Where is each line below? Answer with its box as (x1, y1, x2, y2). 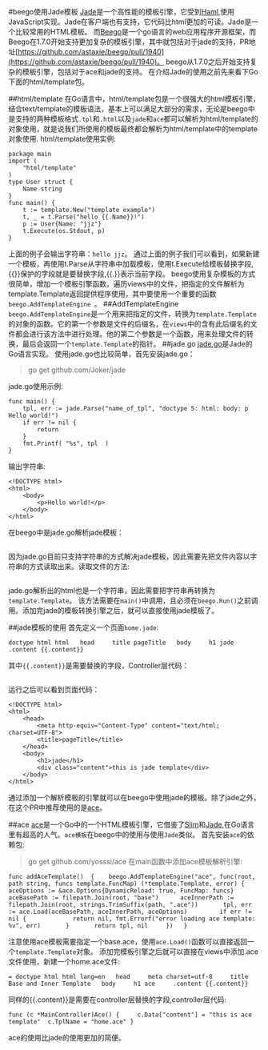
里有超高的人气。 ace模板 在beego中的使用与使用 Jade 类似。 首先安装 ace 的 (8, 830, 248, 839)
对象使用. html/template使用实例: (8, 134, 116, 143)
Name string (22, 185, 62, 193)
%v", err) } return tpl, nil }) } (8, 922, 188, 930)
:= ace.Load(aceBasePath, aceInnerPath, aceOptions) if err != (8, 908, 252, 916)
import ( (8, 157, 38, 165)
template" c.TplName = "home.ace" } (8, 1018, 134, 1026)
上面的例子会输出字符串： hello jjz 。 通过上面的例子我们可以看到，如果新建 (8, 249, 260, 258)
